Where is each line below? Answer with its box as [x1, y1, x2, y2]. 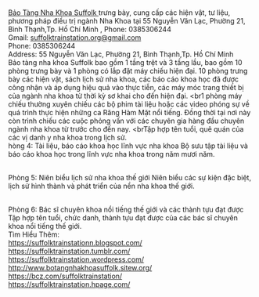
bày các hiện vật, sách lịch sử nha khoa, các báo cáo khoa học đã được [8, 74, 239, 84]
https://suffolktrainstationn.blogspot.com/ [8, 238, 142, 247]
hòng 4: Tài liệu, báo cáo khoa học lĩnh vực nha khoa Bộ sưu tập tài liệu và [8, 141, 249, 150]
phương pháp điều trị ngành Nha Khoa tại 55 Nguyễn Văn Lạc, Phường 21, [8, 16, 246, 25]
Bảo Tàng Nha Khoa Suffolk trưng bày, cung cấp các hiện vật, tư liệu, [8, 8, 231, 17]
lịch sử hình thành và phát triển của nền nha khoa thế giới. [8, 181, 196, 190]
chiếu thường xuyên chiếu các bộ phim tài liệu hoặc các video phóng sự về [8, 100, 250, 109]
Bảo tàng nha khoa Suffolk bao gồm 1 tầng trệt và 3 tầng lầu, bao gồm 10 [8, 58, 243, 67]
